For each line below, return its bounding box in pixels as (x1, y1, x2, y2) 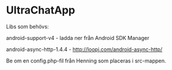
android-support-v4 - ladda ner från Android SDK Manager (6, 34, 150, 41)
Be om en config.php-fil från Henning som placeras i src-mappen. (6, 57, 167, 64)
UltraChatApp (6, 4, 75, 17)
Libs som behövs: (6, 23, 49, 30)
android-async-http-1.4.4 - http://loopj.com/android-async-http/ (6, 45, 163, 53)
